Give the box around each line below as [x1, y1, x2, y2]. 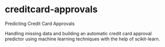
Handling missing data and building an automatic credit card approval [5, 30, 152, 36]
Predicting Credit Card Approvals [5, 20, 75, 27]
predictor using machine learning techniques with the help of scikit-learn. [5, 36, 160, 42]
